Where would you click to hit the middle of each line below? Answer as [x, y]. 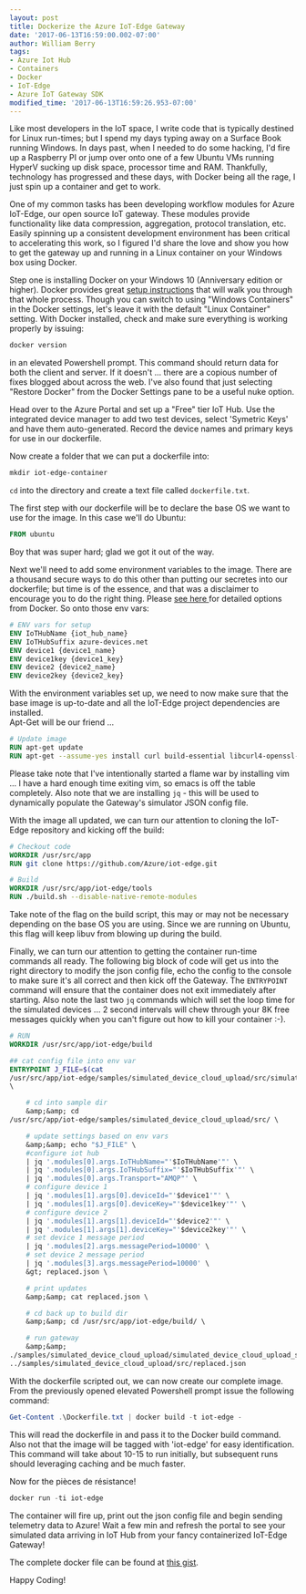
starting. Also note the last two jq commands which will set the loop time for [153, 1000]
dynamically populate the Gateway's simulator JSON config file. [129, 802]
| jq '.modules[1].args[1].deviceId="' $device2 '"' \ [128, 1221]
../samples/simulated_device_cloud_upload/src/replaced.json [128, 1363]
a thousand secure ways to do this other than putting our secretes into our [149, 579]
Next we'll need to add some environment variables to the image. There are [151, 569]
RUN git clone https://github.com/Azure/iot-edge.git [114, 864]
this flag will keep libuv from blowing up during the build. [116, 934]
